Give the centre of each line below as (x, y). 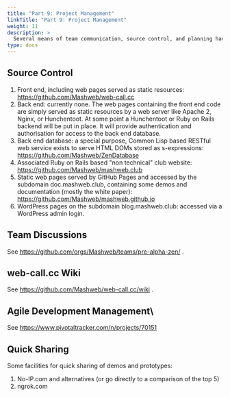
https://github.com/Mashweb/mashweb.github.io (86, 199)
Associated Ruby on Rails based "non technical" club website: (104, 163)
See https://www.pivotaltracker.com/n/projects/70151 (82, 328)
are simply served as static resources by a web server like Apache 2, (114, 111)
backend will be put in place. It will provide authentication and (104, 126)
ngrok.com (32, 386)
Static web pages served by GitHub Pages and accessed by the (107, 177)
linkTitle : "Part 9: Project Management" (67, 20)
